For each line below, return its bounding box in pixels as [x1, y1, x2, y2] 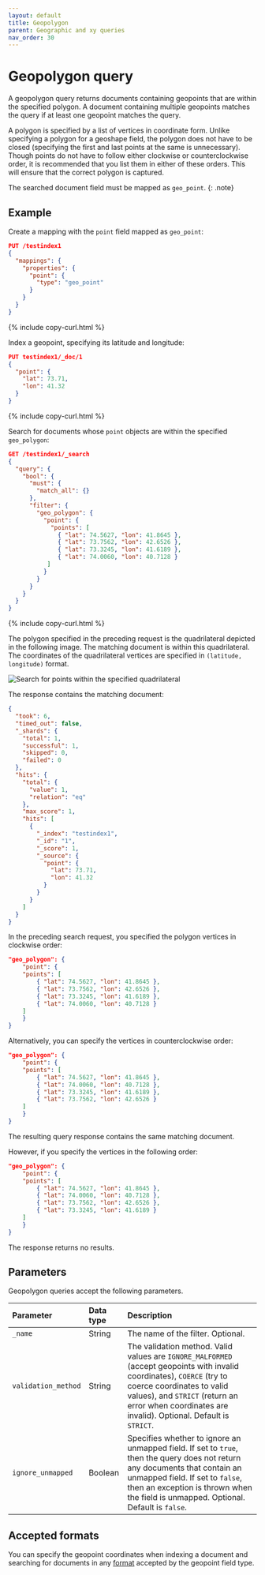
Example [8, 206, 52, 219]
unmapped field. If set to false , [127, 1472, 242, 1483]
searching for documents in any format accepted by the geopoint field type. [8, 1558, 255, 1568]
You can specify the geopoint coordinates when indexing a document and [8, 1550, 248, 1559]
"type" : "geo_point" [36, 279, 104, 287]
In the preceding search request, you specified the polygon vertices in [8, 932, 237, 942]
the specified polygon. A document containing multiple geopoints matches [8, 102, 251, 111]
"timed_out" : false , [15, 719, 83, 727]
